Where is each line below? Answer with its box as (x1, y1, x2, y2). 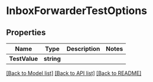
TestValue (9, 54, 38, 63)
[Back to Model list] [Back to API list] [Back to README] (6, 70, 142, 77)
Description (66, 45, 100, 53)
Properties (6, 28, 46, 37)
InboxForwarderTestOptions (6, 4, 148, 18)
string (43, 54, 61, 63)
